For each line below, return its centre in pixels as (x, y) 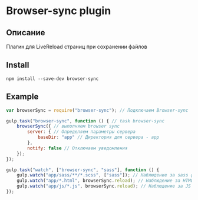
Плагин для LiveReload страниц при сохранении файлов (77, 46)
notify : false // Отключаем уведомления (77, 148)
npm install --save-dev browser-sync (52, 79)
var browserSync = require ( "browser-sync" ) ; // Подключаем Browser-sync (97, 110)
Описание (26, 33)
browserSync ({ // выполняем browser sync (68, 126)
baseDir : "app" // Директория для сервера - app (98, 137)
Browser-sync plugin (59, 11)
